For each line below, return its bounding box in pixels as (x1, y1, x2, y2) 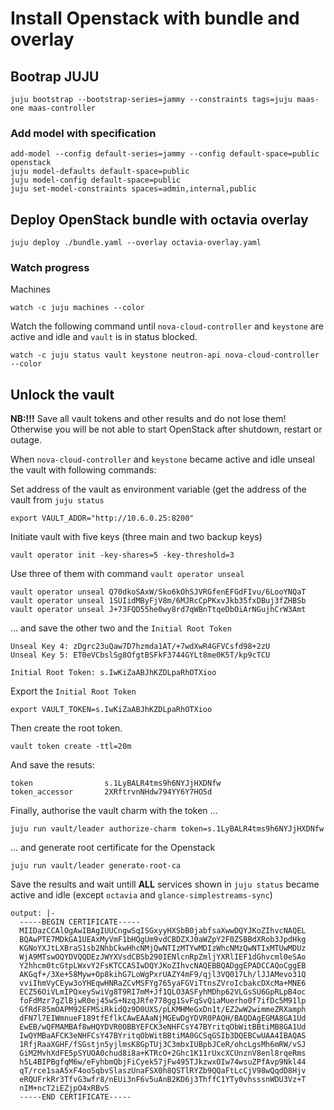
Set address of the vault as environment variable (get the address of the (10, 483, 307, 496)
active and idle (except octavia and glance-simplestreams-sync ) (10, 889, 273, 901)
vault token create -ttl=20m (10, 742, 132, 752)
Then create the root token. (10, 722, 123, 734)
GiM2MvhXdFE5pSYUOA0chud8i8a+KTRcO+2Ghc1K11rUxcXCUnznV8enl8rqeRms (19, 1048, 307, 1059)
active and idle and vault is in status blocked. (10, 331, 198, 343)
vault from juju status (10, 494, 105, 506)
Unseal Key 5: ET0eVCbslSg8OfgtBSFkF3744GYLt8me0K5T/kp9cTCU (10, 650, 271, 661)
